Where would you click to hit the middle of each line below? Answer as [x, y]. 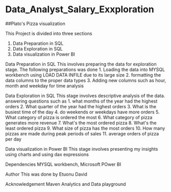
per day [14, 139]
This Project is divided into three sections [49, 33]
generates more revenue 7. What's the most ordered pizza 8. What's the [81, 123]
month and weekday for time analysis [45, 86]
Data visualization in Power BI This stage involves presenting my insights [82, 149]
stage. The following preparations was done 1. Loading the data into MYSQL [85, 69]
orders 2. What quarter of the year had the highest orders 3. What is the [81, 106]
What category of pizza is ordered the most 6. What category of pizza [79, 117]
